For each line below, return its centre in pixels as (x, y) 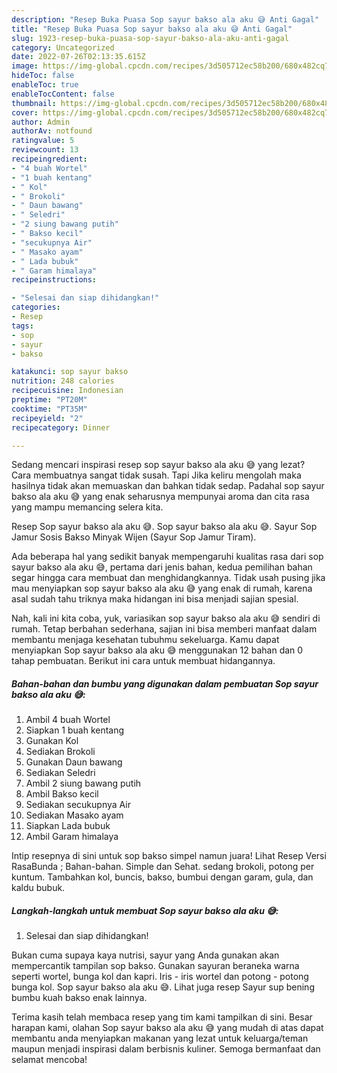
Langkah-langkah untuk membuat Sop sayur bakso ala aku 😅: (145, 910)
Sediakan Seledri (60, 773)
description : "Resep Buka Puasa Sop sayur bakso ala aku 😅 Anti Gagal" (165, 19)
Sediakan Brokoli (60, 752)
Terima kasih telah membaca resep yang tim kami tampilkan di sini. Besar (162, 1017)
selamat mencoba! (49, 1060)
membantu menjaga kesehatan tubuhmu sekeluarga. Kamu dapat (145, 640)
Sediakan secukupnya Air (78, 805)
